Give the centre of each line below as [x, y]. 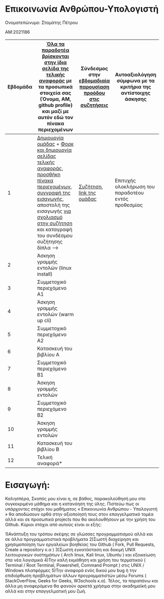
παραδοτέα [56, 50]
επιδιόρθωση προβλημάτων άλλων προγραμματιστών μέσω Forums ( [76, 576]
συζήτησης [50, 241]
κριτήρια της [136, 86]
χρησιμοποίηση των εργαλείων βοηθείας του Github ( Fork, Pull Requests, [80, 544]
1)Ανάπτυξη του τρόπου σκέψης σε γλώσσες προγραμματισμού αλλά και [79, 534]
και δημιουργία [54, 150]
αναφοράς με [55, 81]
